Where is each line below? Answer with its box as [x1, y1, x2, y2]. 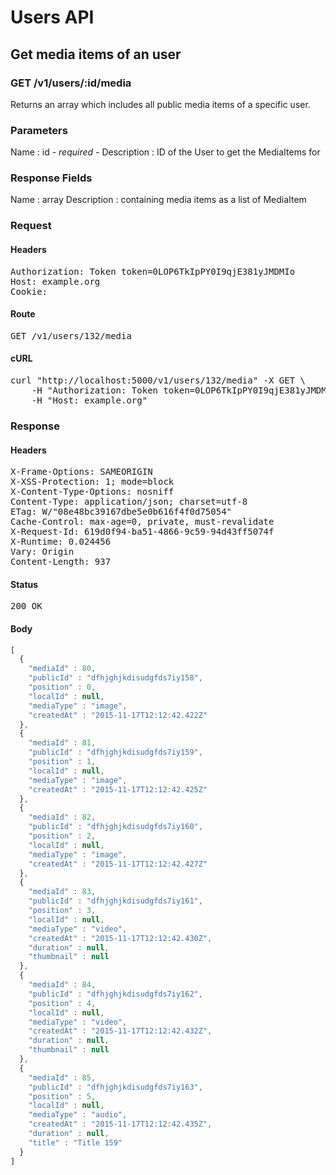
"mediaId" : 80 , [28, 664, 97, 674]
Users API [10, 6, 95, 29]
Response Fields [10, 171, 93, 185]
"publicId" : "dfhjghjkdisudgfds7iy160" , [28, 822, 203, 832]
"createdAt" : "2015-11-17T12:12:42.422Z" [28, 710, 208, 720]
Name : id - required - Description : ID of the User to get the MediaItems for [10, 146, 321, 158]
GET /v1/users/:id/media [10, 76, 132, 90]
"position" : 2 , [28, 831, 97, 841]
